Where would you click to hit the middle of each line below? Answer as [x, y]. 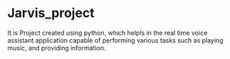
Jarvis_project [51, 13]
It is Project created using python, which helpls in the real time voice [108, 33]
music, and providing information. [57, 48]
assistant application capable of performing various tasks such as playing [115, 40]
